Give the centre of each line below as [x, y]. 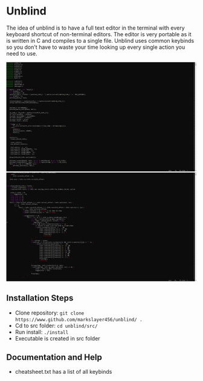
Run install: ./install [42, 332]
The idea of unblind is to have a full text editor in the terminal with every [96, 28]
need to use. [22, 53]
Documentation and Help [54, 357]
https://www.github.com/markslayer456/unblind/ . [79, 319]
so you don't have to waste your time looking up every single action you [96, 47]
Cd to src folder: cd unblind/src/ [56, 325]
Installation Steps [40, 298]
